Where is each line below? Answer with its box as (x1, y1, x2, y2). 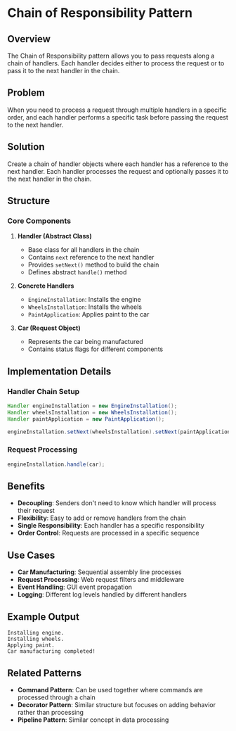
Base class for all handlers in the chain (27, 246, 140, 254)
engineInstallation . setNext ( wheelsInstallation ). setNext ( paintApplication (7, 428, 231, 436)
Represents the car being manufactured (27, 338, 144, 346)
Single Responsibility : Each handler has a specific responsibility (17, 521, 205, 530)
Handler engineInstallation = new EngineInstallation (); (7, 402, 178, 409)
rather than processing (17, 708, 84, 716)
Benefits (7, 481, 46, 492)
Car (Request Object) (17, 324, 81, 332)
